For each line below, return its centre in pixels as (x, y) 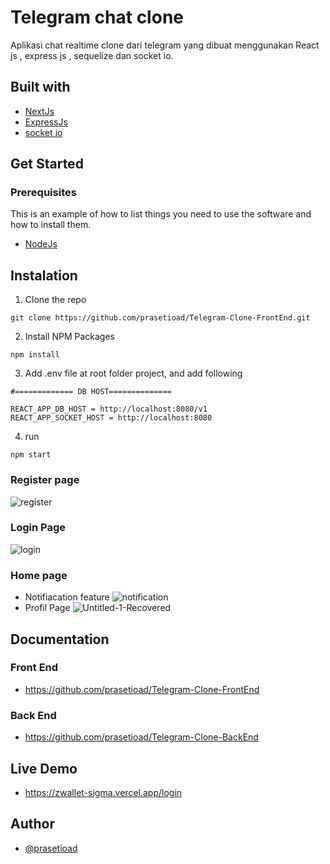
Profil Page (47, 608)
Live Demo (44, 768)
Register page (45, 480)
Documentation (60, 639)
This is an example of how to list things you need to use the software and (161, 214)
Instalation (44, 275)
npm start (31, 455)
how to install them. (51, 225)
